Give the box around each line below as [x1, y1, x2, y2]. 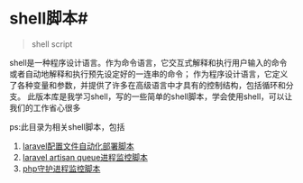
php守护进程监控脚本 [22, 163, 101, 174]
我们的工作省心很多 [9, 102, 81, 113]
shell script [31, 38, 73, 50]
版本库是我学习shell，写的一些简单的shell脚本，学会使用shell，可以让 [34, 91, 293, 102]
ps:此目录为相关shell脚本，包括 [9, 121, 125, 132]
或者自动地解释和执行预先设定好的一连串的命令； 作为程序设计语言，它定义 [9, 69, 289, 79]
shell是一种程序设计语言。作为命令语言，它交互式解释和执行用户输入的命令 [9, 57, 288, 68]
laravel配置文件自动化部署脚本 [22, 141, 135, 151]
